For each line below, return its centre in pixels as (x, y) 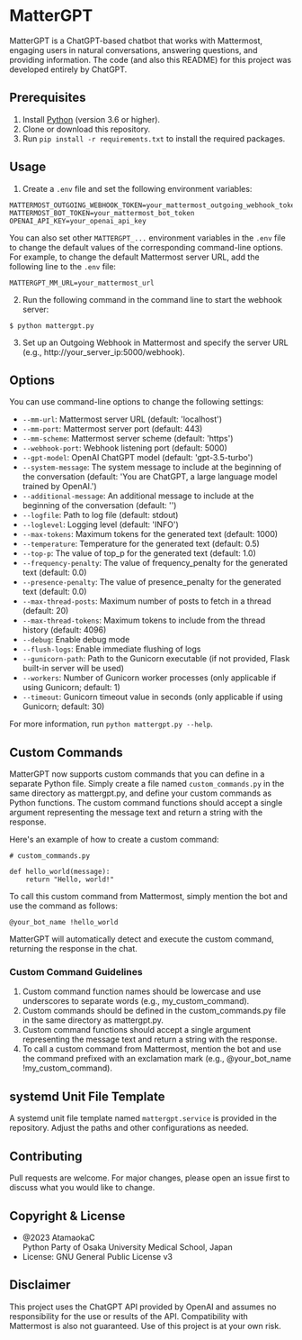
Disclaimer (40, 1285)
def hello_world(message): (60, 872)
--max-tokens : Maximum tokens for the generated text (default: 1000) (150, 534)
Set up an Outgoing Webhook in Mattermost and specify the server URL (155, 342)
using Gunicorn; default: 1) (71, 688)
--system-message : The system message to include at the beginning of (152, 467)
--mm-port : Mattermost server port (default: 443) (112, 429)
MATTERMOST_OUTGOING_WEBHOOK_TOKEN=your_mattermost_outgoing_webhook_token (154, 205)
